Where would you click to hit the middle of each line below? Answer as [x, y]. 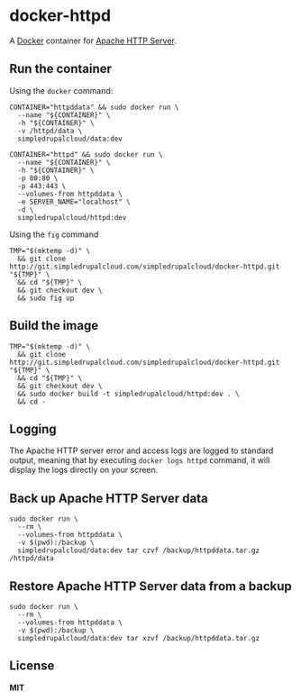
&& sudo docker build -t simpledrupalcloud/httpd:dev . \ [129, 394]
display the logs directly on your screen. [84, 470]
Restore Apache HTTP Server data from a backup [151, 586]
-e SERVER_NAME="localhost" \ [74, 202]
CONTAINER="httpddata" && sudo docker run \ [94, 107]
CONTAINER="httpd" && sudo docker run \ [87, 154]
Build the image [54, 326]
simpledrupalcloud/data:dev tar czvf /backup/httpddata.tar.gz [138, 550]
